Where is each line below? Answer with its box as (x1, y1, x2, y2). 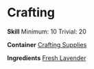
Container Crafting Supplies (7, 40, 87, 49)
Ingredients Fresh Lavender (7, 53, 86, 62)
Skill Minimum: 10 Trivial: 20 (7, 27, 87, 36)
